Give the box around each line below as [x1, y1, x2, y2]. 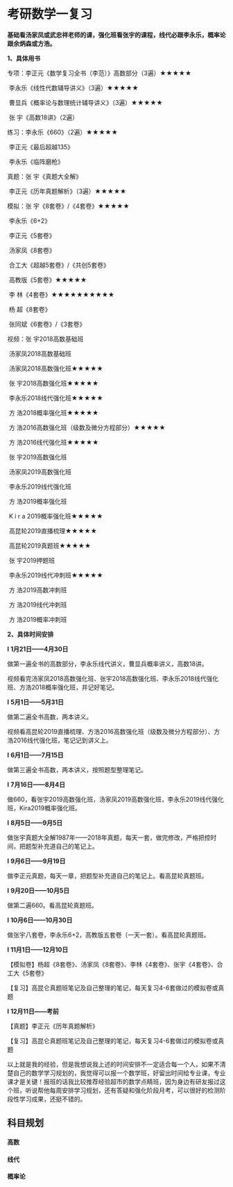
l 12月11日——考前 [7, 1007, 59, 1015]
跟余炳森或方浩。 [7, 39, 56, 47]
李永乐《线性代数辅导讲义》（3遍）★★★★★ [8, 83, 139, 92]
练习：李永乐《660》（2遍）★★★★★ [7, 128, 118, 136]
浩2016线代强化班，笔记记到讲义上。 [7, 736, 112, 744]
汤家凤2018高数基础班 [8, 349, 71, 358]
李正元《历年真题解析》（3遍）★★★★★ [8, 187, 127, 195]
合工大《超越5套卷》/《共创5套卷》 [8, 261, 110, 269]
